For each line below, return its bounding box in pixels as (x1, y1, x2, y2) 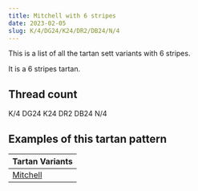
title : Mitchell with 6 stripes (8, 11, 116, 20)
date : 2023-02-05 (8, 19, 67, 27)
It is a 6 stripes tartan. (8, 64, 81, 74)
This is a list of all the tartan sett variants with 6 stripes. (8, 49, 191, 59)
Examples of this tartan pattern (8, 132, 167, 145)
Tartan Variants (12, 156, 74, 167)
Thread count (8, 87, 78, 101)
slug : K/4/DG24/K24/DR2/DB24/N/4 (8, 26, 120, 35)
